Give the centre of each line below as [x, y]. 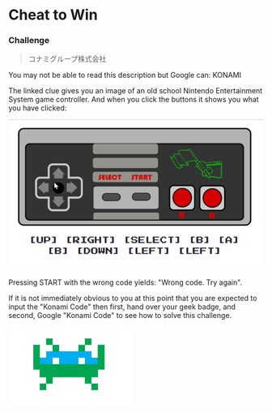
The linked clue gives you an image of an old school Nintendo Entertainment [136, 91]
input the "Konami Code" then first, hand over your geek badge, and [122, 307]
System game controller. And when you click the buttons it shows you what [134, 100]
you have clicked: [38, 108]
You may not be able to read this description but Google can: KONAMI [125, 75]
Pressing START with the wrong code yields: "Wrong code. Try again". [125, 282]
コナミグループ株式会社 [67, 59]
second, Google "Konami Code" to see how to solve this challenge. [120, 316]
